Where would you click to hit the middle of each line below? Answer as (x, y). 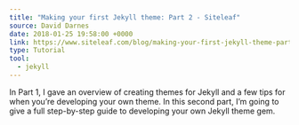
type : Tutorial (37, 51)
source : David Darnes (49, 26)
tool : (19, 59)
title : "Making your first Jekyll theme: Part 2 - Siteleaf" (125, 17)
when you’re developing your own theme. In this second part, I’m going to (144, 101)
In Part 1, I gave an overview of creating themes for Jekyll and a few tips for (148, 92)
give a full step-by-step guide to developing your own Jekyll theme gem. (142, 111)
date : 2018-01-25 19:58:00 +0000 (71, 34)
